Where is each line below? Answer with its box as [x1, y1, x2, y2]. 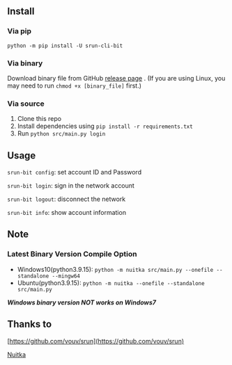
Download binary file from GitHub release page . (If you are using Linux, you [7, 74, 226, 82]
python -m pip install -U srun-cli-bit [7, 42, 123, 49]
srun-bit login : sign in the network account [7, 181, 134, 190]
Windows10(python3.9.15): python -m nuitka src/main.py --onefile [17, 265, 214, 273]
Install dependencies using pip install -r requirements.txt [17, 122, 193, 131]
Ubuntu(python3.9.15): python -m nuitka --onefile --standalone [17, 278, 205, 287]
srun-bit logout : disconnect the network [7, 195, 126, 204]
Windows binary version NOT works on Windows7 [7, 298, 157, 307]
